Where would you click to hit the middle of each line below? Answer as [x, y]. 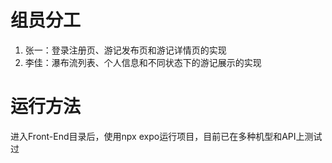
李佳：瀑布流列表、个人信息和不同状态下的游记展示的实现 [143, 62]
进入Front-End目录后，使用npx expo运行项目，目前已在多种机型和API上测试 [166, 136]
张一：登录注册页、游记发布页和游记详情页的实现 [125, 50]
